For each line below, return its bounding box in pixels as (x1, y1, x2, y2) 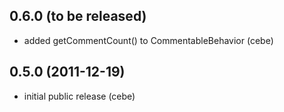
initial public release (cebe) (23, 90, 136, 102)
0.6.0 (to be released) (9, 8, 147, 25)
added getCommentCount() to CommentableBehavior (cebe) (23, 34, 274, 46)
